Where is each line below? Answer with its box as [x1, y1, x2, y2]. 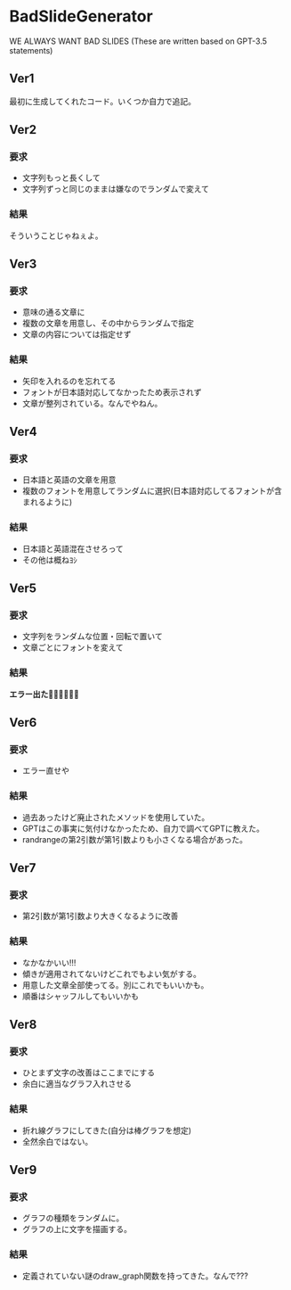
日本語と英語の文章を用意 [21, 474, 117, 485]
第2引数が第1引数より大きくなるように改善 [21, 911, 179, 922]
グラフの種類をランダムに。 [21, 1212, 125, 1223]
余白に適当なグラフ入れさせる [21, 1079, 132, 1089]
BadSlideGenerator [9, 6, 153, 27]
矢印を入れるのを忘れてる [21, 375, 117, 386]
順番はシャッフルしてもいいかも [21, 990, 140, 1001]
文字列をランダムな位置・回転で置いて [21, 631, 163, 642]
